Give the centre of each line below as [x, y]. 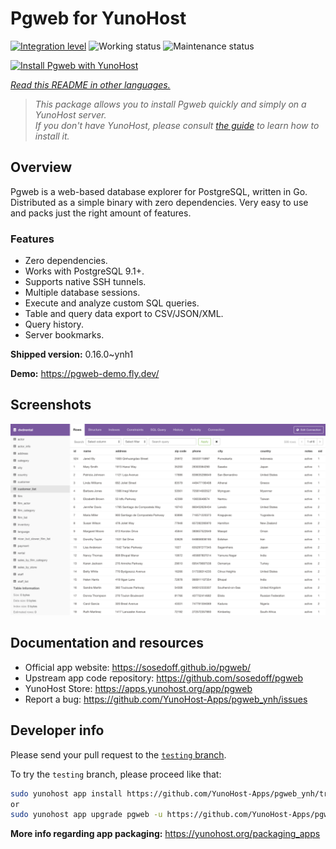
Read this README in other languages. [90, 84]
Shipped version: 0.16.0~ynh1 [72, 354]
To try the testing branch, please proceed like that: [116, 774]
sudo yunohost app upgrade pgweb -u [86, 815]
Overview [41, 167]
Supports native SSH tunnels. [85, 282]
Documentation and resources [107, 643]
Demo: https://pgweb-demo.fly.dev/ [85, 374]
